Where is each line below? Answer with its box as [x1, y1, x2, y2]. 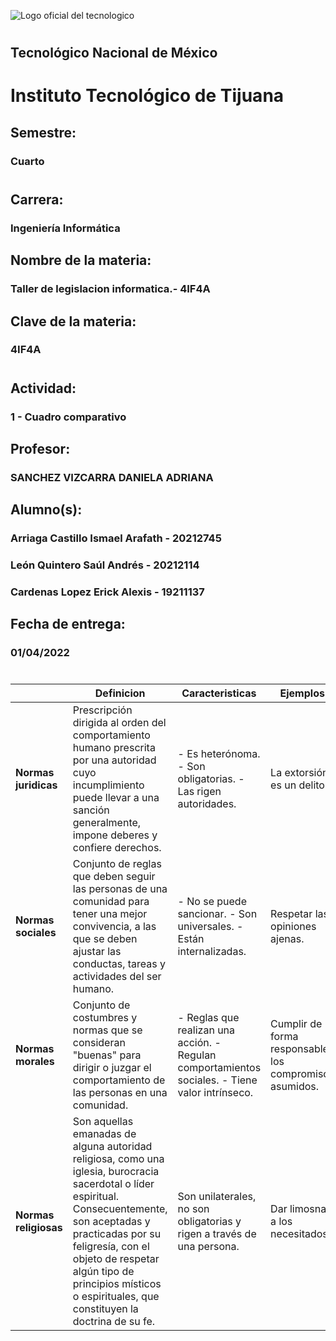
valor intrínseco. [177, 1085, 254, 1099]
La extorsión [270, 765, 329, 779]
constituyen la [72, 1301, 139, 1315]
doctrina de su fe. [72, 1314, 156, 1328]
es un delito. [270, 778, 328, 792]
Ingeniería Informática [10, 221, 121, 235]
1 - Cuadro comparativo [10, 410, 127, 424]
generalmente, [72, 815, 142, 829]
